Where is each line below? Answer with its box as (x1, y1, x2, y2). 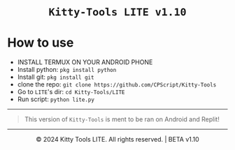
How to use (7, 35, 74, 51)
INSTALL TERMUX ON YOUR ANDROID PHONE (17, 58, 153, 66)
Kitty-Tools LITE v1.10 (48, 6, 187, 19)
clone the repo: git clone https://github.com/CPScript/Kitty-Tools (17, 80, 217, 89)
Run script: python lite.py (17, 95, 94, 103)
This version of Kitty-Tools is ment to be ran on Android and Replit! (24, 115, 220, 123)
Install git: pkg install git (17, 73, 94, 82)
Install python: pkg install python (17, 66, 117, 74)
